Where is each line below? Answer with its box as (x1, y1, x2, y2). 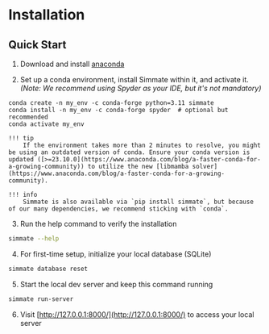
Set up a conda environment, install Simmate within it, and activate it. (19, 75, 250, 84)
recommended (8, 113, 48, 121)
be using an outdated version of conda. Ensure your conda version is (8, 148, 250, 157)
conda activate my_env (8, 120, 85, 128)
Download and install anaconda (19, 59, 125, 69)
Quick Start (8, 38, 67, 52)
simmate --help (8, 235, 60, 243)
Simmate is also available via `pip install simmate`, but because (23, 198, 254, 206)
